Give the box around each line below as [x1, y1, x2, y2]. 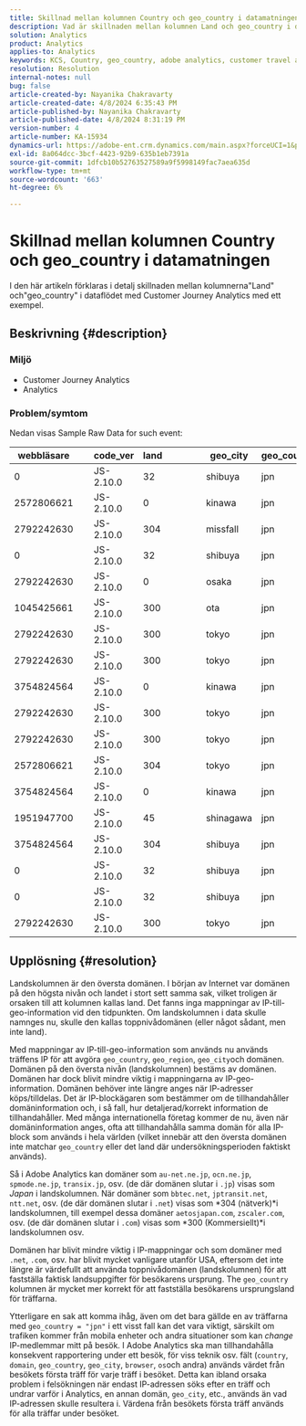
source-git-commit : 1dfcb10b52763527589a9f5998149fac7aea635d [9, 157, 250, 167]
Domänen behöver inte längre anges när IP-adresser [56, 1083, 253, 1093]
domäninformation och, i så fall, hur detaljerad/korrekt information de [9, 1102, 269, 1113]
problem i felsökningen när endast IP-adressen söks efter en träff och [9, 1378, 270, 1389]
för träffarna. [9, 1293, 57, 1304]
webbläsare [17, 449, 70, 462]
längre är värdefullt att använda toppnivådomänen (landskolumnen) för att [9, 1263, 287, 1274]
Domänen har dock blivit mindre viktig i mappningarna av [9, 1072, 224, 1083]
